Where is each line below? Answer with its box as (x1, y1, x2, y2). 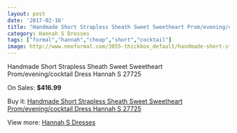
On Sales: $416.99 (7, 84, 62, 91)
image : (7, 43, 27, 50)
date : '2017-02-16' (7, 17, 65, 24)
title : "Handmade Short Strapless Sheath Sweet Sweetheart (7, 23, 185, 30)
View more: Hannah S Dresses (7, 118, 96, 127)
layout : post (7, 10, 46, 18)
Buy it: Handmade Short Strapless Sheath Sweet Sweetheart (7, 97, 183, 106)
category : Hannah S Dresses (7, 30, 90, 37)
